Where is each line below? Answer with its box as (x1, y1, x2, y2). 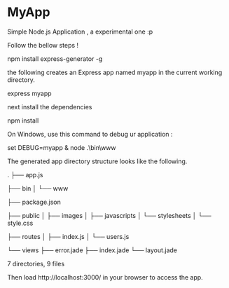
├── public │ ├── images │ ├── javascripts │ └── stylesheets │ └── (7, 211, 211, 219)
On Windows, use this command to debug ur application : (7, 130, 173, 138)
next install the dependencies (7, 102, 92, 111)
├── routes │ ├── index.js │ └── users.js (7, 232, 130, 240)
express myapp (7, 89, 52, 97)
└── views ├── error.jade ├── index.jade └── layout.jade (7, 246, 177, 254)
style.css (7, 219, 34, 227)
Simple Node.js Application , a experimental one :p (7, 27, 153, 36)
